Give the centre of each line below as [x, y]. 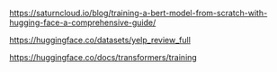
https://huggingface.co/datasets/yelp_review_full [100, 40]
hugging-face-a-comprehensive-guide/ [83, 22]
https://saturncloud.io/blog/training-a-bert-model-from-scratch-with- [138, 13]
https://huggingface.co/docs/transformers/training [103, 57]
